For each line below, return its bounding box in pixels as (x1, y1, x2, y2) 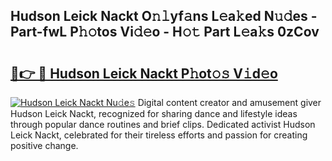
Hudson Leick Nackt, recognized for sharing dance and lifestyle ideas (10, 108, 298, 119)
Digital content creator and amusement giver (137, 97, 322, 108)
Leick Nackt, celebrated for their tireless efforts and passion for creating (10, 129, 308, 141)
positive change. (10, 140, 79, 151)
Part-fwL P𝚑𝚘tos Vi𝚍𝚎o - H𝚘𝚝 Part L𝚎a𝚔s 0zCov (10, 24, 320, 41)
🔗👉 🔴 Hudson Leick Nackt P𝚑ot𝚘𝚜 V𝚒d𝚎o (10, 65, 278, 82)
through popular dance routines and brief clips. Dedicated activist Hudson (10, 119, 316, 130)
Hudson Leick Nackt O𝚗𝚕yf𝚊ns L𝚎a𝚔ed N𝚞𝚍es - (10, 8, 318, 25)
